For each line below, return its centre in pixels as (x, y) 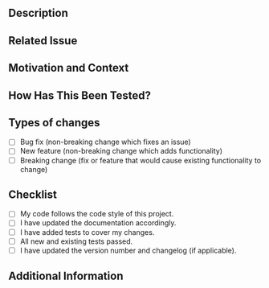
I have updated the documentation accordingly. (98, 223)
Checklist (33, 194)
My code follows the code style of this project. (97, 214)
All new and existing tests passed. (76, 241)
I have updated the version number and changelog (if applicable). (128, 250)
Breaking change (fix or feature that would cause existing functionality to (141, 160)
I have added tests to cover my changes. (87, 232)
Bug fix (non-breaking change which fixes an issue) (105, 142)
